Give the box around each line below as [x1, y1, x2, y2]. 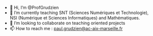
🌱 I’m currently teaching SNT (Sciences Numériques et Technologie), [9, 10, 149, 16]
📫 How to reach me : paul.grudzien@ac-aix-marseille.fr [9, 26, 123, 31]
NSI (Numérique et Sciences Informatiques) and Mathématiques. [9, 15, 140, 20]
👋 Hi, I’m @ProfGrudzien [9, 5, 59, 10]
